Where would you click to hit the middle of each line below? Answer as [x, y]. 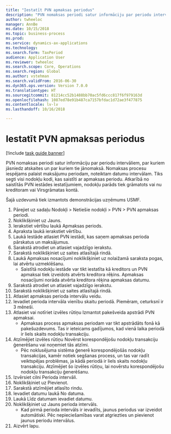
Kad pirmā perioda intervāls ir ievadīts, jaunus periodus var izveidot [91, 410]
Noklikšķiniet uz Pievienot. [41, 383]
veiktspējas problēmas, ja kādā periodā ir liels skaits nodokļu [84, 361]
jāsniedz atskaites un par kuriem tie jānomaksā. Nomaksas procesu [76, 168]
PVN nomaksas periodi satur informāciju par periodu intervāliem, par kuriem [85, 163]
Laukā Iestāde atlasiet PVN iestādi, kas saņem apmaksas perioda [81, 237]
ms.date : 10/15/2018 [28, 29]
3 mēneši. [24, 307]
